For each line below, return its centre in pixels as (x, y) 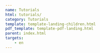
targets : (14, 38)
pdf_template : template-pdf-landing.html (49, 29)
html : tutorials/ (23, 15)
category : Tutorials (27, 19)
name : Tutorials (22, 10)
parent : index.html (26, 33)
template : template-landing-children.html (51, 24)
